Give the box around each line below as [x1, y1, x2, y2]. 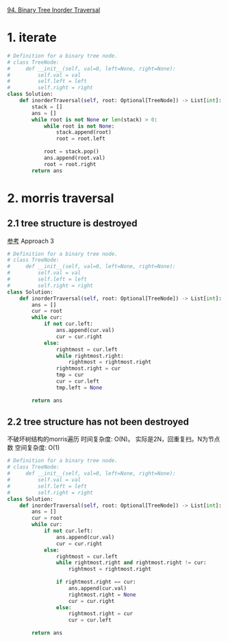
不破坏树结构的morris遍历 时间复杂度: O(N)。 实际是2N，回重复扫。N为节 [7, 435, 214, 443]
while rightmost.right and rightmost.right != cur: [55, 559, 207, 567]
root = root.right [43, 160, 97, 167]
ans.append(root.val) [43, 154, 106, 161]
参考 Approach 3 [7, 237, 55, 245]
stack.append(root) [55, 129, 112, 136]
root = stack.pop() [43, 148, 99, 155]
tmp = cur [55, 372, 84, 379]
